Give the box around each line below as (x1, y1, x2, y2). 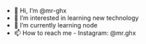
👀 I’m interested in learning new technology (13, 14, 139, 22)
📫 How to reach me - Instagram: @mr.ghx (13, 29, 136, 37)
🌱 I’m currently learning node (13, 21, 98, 29)
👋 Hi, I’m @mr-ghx (13, 7, 67, 14)
